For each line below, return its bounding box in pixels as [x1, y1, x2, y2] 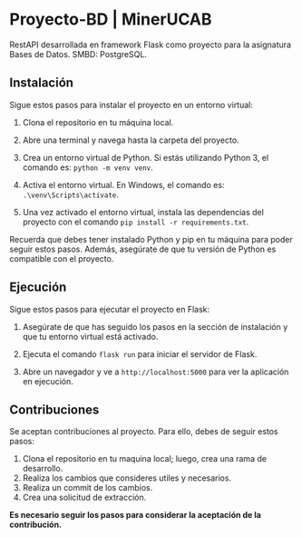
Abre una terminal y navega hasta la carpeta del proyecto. [22, 134, 239, 145]
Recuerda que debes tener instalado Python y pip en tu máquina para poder [9, 234, 293, 244]
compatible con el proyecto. [9, 253, 114, 264]
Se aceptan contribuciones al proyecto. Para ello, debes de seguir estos [9, 426, 278, 437]
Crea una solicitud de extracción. [22, 492, 147, 503]
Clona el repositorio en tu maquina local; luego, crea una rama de [22, 453, 268, 464]
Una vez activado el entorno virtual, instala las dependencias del [22, 206, 265, 217]
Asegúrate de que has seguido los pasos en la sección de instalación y [22, 321, 288, 332]
